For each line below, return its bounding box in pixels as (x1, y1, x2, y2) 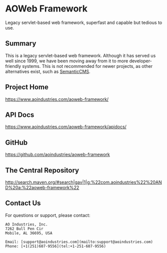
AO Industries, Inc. (5, 222, 48, 227)
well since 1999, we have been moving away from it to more (5, 58, 128, 64)
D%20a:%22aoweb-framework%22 (5, 185, 79, 190)
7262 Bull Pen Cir (5, 226, 43, 231)
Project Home (5, 83, 48, 91)
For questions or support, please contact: (5, 212, 90, 218)
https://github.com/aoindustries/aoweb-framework (5, 152, 110, 158)
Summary (5, 39, 36, 48)
